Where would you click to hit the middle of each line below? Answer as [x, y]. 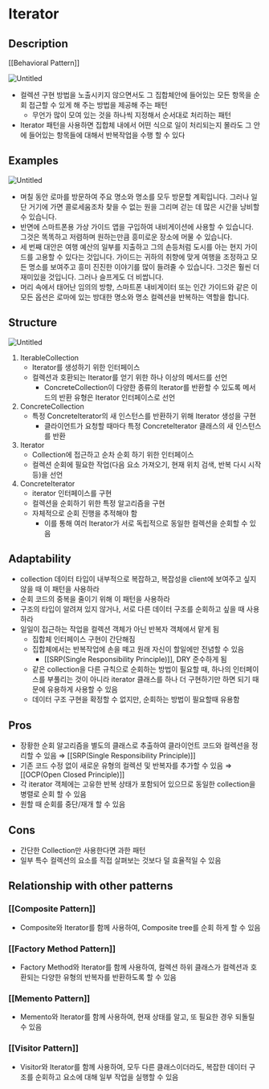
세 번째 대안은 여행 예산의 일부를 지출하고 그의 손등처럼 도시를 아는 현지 [131, 246]
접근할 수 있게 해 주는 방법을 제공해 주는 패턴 [98, 105]
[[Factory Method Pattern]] [62, 949]
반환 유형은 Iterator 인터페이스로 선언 [117, 397]
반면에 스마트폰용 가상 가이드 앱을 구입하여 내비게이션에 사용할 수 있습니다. [137, 226]
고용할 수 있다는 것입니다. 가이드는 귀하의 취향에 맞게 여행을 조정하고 [142, 257]
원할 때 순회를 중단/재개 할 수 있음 [73, 804]
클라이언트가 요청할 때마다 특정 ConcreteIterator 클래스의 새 [139, 425]
